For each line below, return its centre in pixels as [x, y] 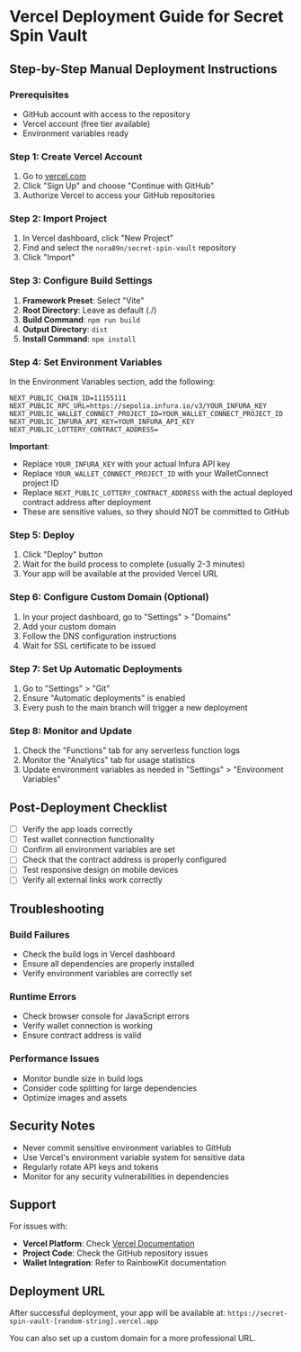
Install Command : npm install [79, 339]
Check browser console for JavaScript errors [106, 1016]
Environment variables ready [75, 133]
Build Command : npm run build [81, 319]
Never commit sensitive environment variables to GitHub [127, 1148]
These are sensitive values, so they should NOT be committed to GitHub [156, 512]
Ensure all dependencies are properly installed [108, 964]
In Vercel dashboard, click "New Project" [97, 238]
